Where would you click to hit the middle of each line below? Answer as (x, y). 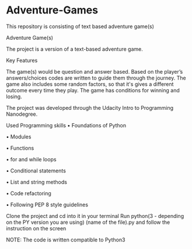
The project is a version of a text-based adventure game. (74, 49)
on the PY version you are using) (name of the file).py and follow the (88, 222)
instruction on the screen (36, 228)
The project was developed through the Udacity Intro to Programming (90, 108)
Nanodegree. (22, 114)
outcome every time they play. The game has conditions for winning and (93, 90)
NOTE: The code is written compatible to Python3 (66, 240)
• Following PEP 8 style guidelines (47, 205)
